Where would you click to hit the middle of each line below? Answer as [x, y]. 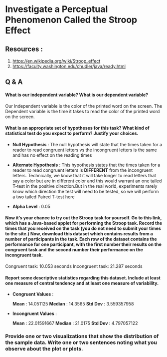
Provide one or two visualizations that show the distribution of [82, 336]
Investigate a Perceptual [57, 9]
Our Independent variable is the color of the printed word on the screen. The [84, 106]
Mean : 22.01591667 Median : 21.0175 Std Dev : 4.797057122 [75, 323]
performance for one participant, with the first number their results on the [83, 244]
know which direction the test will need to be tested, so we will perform [85, 191]
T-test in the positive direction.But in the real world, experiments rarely [85, 186]
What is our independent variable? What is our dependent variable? [77, 95]
